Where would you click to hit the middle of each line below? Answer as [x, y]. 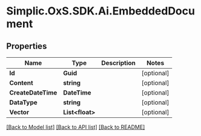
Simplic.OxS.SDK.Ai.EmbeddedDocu [101, 11]
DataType [23, 102]
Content [21, 83]
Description [118, 63]
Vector [19, 112]
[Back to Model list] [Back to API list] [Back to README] [76, 127]
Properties [27, 46]
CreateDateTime [33, 93]
